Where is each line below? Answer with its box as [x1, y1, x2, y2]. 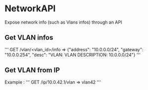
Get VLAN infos [4, 33, 53, 42]
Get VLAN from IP [4, 66, 60, 74]
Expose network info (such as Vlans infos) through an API [4, 19, 122, 25]
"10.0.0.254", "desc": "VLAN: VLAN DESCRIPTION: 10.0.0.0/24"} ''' [4, 52, 141, 58]
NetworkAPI [4, 3, 56, 14]
